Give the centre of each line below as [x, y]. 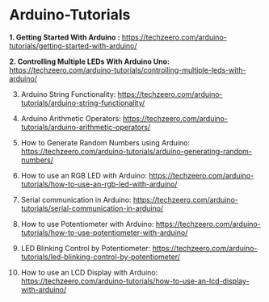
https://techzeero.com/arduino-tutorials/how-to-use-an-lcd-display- [135, 281]
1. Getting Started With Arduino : [65, 37]
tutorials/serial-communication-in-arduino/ [92, 208]
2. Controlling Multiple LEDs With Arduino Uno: [90, 61]
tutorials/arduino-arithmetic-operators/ [86, 127]
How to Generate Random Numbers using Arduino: [105, 142]
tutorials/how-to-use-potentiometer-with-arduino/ [104, 233]
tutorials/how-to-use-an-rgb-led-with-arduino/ [99, 184]
